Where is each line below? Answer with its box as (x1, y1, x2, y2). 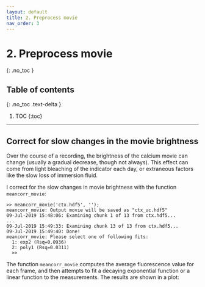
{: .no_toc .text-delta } (6, 101, 62, 108)
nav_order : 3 (6, 20, 40, 26)
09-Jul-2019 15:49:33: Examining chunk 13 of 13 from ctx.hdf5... (6, 223, 179, 229)
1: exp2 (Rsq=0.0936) (12, 239, 67, 245)
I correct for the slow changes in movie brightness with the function (6, 183, 177, 191)
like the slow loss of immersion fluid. (6, 172, 98, 179)
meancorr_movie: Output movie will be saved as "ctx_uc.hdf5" (6, 207, 168, 213)
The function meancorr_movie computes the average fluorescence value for (6, 260, 194, 267)
